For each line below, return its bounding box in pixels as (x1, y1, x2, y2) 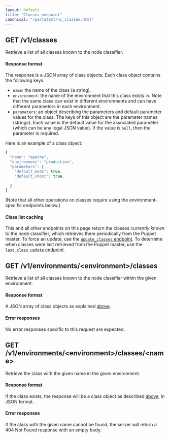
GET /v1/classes (5, 36, 57, 44)
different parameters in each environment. (12, 104, 101, 110)
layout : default (5, 7, 40, 13)
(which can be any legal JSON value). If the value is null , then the (12, 125, 151, 131)
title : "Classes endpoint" (5, 12, 62, 17)
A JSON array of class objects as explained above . (5, 303, 111, 310)
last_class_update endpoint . (5, 247, 65, 253)
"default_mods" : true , (14, 169, 62, 174)
